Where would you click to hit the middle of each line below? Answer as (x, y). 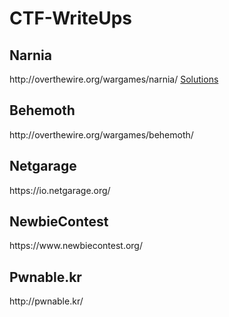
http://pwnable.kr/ (46, 301)
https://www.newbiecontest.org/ (76, 246)
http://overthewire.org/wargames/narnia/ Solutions (114, 79)
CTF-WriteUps (70, 18)
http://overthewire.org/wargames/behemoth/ (101, 134)
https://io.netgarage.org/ (60, 190)
